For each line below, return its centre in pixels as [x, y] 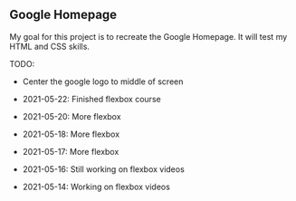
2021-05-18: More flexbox [71, 134]
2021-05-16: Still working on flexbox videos [104, 169]
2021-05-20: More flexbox [72, 116]
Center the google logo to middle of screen [103, 81]
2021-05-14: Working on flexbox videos [96, 187]
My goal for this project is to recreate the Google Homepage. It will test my [148, 36]
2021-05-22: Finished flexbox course [91, 99]
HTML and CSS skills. [50, 46]
